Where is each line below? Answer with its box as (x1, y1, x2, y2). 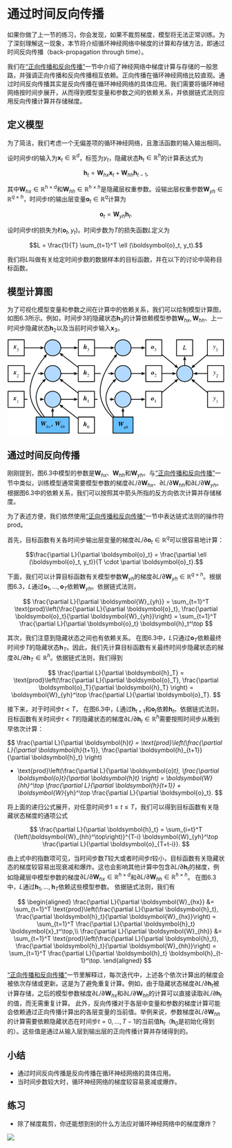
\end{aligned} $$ (103, 956, 152, 964)
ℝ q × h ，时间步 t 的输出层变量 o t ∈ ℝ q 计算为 (7, 194, 126, 204)
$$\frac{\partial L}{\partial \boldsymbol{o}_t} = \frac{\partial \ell (25, 550, 207, 559)
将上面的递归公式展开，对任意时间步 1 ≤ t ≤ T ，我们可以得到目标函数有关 (7, 802, 213, 811)
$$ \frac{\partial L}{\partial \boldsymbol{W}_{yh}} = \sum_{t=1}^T (23, 597, 209, 605)
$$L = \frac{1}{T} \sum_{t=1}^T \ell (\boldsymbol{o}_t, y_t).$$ (29, 241, 203, 249)
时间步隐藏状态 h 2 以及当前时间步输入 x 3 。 (7, 324, 124, 333)
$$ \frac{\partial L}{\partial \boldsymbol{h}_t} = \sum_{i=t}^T (30, 825, 202, 833)
